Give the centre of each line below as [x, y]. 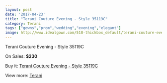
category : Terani [23, 23]
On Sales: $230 [21, 56]
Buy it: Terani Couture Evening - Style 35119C [52, 66]
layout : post [19, 10]
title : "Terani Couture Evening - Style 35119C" [56, 19]
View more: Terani [24, 75]
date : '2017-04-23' [25, 14]
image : [12, 33]
